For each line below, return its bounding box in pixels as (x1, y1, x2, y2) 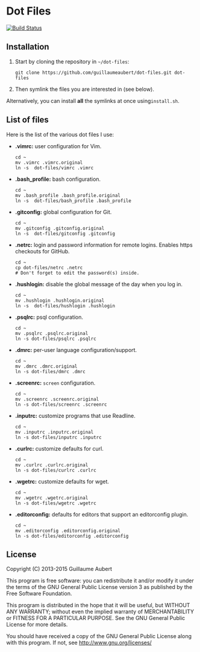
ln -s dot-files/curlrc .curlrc (14, 467, 96, 473)
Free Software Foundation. (6, 590, 72, 597)
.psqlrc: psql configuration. (14, 313, 83, 321)
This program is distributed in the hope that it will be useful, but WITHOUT (6, 602, 190, 609)
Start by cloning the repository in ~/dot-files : (14, 57, 130, 65)
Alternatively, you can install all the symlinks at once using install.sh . (6, 97, 180, 104)
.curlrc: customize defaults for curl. (14, 445, 104, 452)
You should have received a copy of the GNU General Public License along (6, 633, 192, 640)
